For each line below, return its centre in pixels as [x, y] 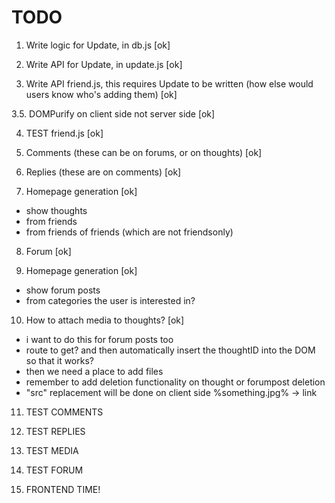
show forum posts [63, 290]
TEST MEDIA [52, 450]
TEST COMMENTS [64, 412]
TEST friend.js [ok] [64, 133]
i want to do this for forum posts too [99, 339]
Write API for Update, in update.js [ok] [104, 64]
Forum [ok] [48, 251]
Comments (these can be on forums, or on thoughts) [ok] [144, 152]
